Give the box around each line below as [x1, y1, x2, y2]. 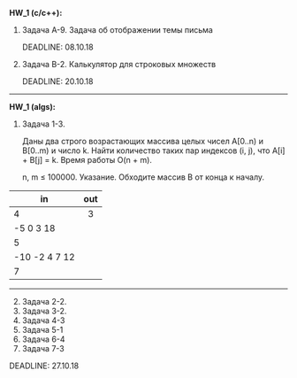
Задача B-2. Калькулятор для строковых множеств [21, 59, 217, 69]
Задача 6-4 [21, 334, 65, 344]
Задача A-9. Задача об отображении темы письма [21, 25, 214, 35]
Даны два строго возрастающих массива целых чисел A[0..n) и [21, 136, 263, 146]
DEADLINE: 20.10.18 [21, 76, 94, 87]
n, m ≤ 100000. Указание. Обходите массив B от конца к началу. [21, 172, 265, 182]
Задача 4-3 [21, 315, 65, 326]
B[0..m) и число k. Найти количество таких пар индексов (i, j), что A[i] [21, 145, 286, 156]
